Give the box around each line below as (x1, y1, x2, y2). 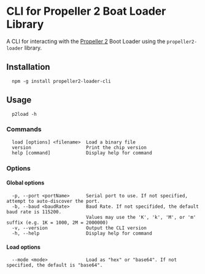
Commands (6, 125, 42, 134)
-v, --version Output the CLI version (12, 225, 147, 231)
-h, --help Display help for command (12, 230, 152, 237)
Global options (6, 179, 45, 186)
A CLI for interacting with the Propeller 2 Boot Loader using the (6, 37, 166, 45)
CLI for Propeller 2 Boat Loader (6, 4, 166, 18)
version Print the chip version (12, 144, 147, 151)
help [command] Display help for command (12, 150, 152, 156)
